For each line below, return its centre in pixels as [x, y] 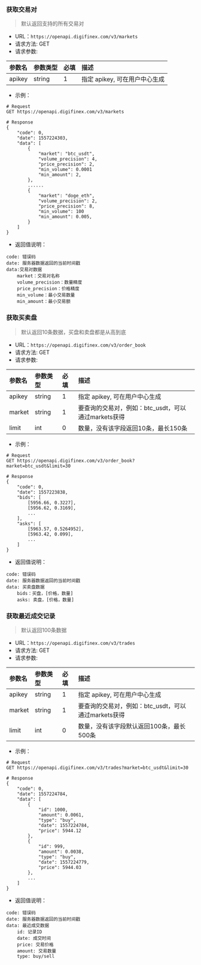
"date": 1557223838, [42, 492]
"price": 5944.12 [60, 831]
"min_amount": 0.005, [65, 217]
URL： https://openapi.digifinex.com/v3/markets [76, 37]
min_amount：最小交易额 [44, 302]
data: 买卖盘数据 [25, 587]
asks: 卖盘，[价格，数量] [46, 600]
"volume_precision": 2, [68, 201]
